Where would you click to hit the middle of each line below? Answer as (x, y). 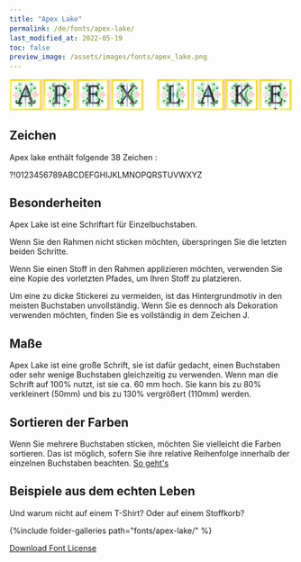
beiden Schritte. (39, 251)
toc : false (30, 48)
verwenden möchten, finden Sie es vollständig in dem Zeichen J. (129, 315)
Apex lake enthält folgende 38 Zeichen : (83, 157)
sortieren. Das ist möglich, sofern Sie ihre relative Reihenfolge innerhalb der (150, 453)
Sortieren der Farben (69, 422)
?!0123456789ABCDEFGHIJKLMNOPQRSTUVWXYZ (106, 175)
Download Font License (53, 548)
